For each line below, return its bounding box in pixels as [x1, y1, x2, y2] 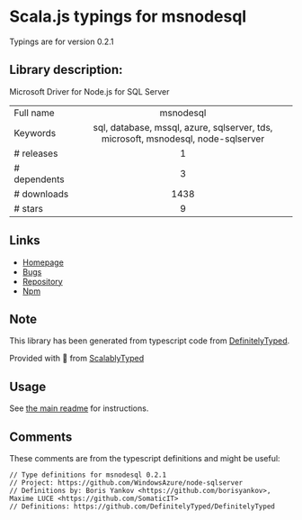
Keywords [13, 126, 57, 139]
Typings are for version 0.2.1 [9, 36, 114, 47]
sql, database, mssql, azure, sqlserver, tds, [93, 121, 273, 133]
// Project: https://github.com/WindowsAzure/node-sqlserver [9, 479, 244, 488]
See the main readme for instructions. [9, 403, 149, 414]
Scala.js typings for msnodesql [9, 6, 247, 27]
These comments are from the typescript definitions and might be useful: [9, 453, 280, 463]
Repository [22, 276, 63, 287]
